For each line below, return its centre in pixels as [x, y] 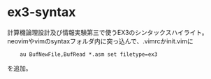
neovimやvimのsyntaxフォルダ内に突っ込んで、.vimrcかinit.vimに [100, 41]
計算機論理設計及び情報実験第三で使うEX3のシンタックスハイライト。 [108, 32]
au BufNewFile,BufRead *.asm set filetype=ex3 [89, 54]
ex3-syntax [42, 12]
